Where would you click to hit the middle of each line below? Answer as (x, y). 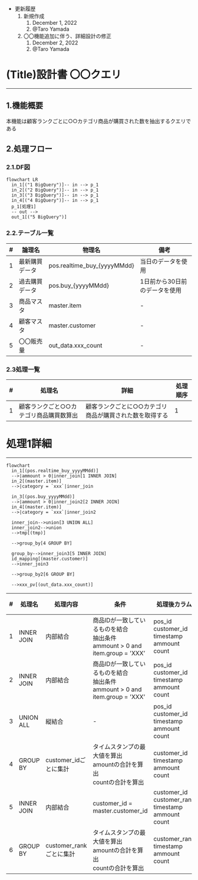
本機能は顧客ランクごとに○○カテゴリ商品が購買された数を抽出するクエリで (99, 121)
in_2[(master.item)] (37, 481)
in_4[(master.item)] (37, 507)
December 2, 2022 (55, 43)
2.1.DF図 (18, 167)
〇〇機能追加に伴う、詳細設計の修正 (67, 36)
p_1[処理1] (24, 207)
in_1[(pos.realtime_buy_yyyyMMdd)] (55, 470)
